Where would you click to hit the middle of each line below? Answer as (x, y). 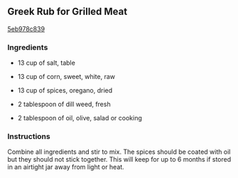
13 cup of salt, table (47, 63)
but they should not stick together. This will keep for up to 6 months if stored (119, 159)
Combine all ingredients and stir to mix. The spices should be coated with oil (119, 152)
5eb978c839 (26, 28)
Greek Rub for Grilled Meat (67, 12)
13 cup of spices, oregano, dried (65, 90)
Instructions (29, 137)
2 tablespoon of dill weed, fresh (64, 104)
